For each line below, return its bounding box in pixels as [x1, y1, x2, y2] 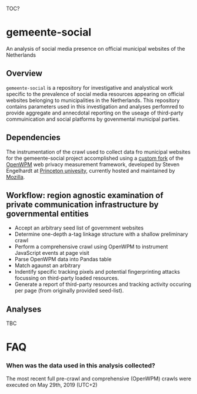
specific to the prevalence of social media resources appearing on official [6, 90, 185, 97]
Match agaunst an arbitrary [14, 262, 81, 269]
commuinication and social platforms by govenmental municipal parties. [6, 115, 181, 123]
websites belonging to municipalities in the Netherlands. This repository [6, 97, 180, 104]
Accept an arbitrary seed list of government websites [14, 224, 144, 232]
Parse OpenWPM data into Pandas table [14, 256, 112, 263]
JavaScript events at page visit [14, 249, 89, 257]
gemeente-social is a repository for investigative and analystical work [6, 84, 173, 91]
